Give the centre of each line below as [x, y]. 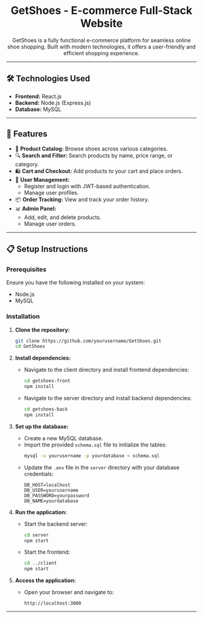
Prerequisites [26, 269]
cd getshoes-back [46, 409]
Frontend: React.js [38, 96]
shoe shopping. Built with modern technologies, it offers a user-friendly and [101, 47]
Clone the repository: [42, 330]
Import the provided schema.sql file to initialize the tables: [95, 445]
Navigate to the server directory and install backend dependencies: [108, 398]
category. [27, 164]
